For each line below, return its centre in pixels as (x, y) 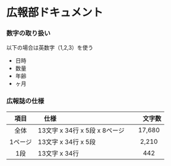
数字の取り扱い (28, 33)
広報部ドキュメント (55, 13)
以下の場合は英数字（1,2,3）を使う (50, 48)
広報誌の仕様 (25, 101)
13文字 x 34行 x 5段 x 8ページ (81, 130)
